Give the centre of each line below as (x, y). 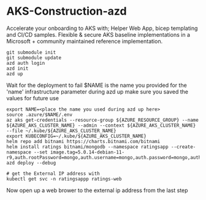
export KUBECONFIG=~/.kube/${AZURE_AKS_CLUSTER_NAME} (77, 136)
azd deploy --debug (31, 163)
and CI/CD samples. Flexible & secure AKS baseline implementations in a (98, 34)
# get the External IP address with (53, 173)
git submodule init (31, 52)
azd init (17, 69)
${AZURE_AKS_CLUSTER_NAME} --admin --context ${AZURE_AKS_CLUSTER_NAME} (101, 125)
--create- (183, 147)
